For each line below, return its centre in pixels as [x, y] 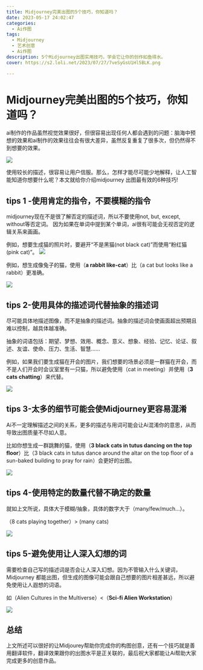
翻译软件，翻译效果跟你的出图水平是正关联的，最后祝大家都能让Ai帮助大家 [104, 653]
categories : [21, 23]
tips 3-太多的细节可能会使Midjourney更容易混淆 [97, 409]
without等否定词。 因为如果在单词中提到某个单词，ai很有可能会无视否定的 [98, 224]
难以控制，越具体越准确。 [38, 329]
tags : [13, 35]
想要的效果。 [27, 148]
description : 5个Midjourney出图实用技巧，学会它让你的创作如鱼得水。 [86, 57]
